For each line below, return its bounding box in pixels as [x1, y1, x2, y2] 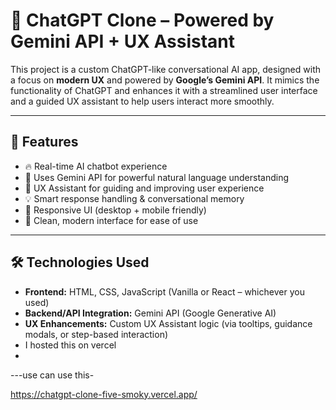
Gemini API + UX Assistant [10, 30, 236, 53]
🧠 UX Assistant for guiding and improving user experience [24, 182, 265, 194]
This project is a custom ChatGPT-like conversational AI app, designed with [10, 63, 322, 75]
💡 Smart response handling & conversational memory [24, 192, 245, 204]
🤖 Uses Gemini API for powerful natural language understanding [24, 171, 290, 183]
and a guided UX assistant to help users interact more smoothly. [10, 95, 275, 107]
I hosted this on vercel [24, 339, 117, 351]
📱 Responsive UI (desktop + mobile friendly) [24, 204, 207, 216]
